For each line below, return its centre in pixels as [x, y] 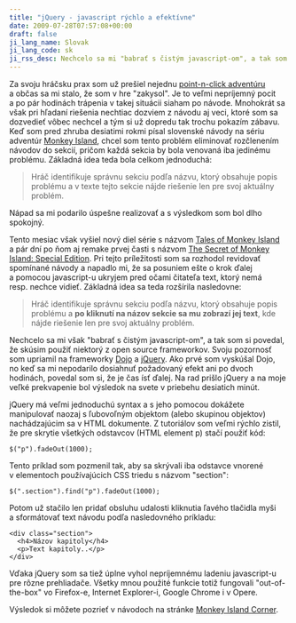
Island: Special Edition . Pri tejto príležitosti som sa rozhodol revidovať [135, 258]
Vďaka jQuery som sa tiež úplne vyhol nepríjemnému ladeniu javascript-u [143, 573]
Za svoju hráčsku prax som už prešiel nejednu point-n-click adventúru [137, 84]
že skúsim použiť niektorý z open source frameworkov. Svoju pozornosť [140, 349]
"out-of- [271, 583]
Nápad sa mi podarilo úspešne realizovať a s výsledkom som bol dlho [136, 213]
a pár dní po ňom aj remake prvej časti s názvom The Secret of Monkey [140, 249]
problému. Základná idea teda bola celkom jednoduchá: [111, 160]
